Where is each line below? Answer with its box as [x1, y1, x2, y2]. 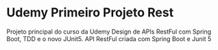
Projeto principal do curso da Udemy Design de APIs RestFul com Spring [6, 27, 212, 36]
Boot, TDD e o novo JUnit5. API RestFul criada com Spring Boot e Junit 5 [6, 34, 212, 42]
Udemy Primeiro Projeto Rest [6, 5, 174, 21]
